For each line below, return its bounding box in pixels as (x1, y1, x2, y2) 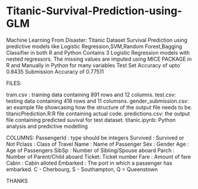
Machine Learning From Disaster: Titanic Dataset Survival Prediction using (6, 36, 188, 43)
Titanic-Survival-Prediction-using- (6, 4, 183, 18)
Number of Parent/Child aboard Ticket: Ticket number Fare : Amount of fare (6, 153, 191, 160)
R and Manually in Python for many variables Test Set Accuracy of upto (6, 61, 180, 69)
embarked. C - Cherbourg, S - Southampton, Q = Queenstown (6, 165, 158, 173)
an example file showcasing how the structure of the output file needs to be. (6, 103, 193, 111)
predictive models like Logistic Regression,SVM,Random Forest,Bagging (6, 43, 183, 50)
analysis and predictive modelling (6, 122, 88, 130)
